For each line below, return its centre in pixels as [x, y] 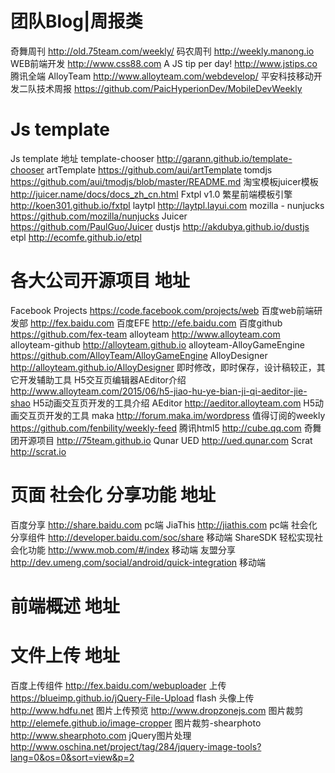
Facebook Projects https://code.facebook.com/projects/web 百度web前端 [162, 310]
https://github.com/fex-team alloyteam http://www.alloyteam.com [145, 334]
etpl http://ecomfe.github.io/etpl [76, 237]
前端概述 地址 [65, 606]
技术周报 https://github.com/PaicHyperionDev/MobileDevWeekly [169, 88]
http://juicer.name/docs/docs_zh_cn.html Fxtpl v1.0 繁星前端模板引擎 [151, 194]
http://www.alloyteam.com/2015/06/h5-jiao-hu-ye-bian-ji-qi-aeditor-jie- [159, 391]
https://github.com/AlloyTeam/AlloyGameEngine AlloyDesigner [139, 355]
